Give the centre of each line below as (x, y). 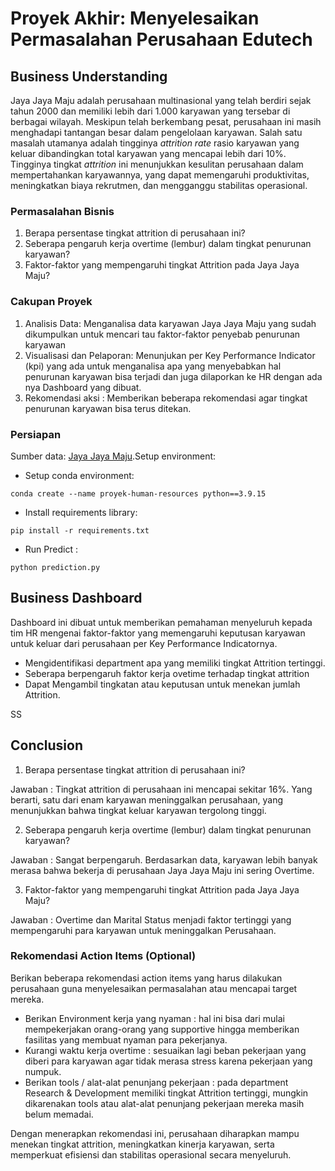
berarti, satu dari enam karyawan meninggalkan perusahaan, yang (147, 799)
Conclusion (47, 745)
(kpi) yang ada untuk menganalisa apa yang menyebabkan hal (153, 366)
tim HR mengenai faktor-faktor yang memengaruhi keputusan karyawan (158, 633)
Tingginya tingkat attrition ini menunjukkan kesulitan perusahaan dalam (157, 164)
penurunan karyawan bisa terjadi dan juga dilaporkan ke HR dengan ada (173, 376)
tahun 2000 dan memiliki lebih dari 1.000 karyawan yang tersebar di (150, 111)
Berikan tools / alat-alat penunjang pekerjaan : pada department (156, 1082)
